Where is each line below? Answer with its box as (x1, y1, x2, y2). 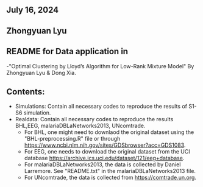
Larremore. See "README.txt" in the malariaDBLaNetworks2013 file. (24, 168, 196, 175)
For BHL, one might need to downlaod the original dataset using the (24, 129, 194, 136)
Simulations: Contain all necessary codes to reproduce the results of (15, 103, 188, 110)
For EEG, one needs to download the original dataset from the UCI (24, 148, 190, 155)
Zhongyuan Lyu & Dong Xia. (6, 69, 76, 76)
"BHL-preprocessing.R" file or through (24, 135, 121, 143)
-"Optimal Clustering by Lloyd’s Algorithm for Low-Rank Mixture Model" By (6, 62, 194, 69)
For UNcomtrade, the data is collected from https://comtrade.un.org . (24, 174, 197, 182)
